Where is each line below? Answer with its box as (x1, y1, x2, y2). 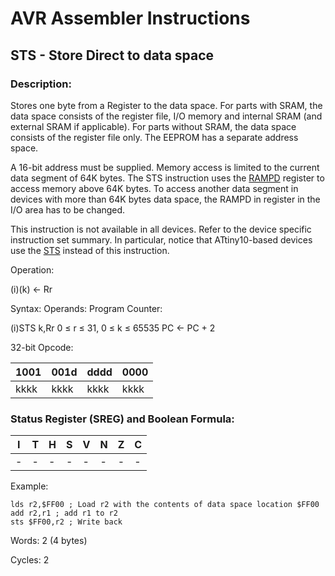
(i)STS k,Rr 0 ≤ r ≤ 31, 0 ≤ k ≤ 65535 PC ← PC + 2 (10, 322, 216, 334)
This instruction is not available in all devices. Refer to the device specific (10, 223, 312, 235)
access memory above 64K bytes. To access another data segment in (10, 182, 299, 194)
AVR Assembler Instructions (10, 7, 251, 30)
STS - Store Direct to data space (10, 47, 215, 64)
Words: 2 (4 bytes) (10, 535, 88, 547)
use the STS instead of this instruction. (10, 244, 170, 256)
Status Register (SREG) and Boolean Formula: (10, 412, 235, 426)
